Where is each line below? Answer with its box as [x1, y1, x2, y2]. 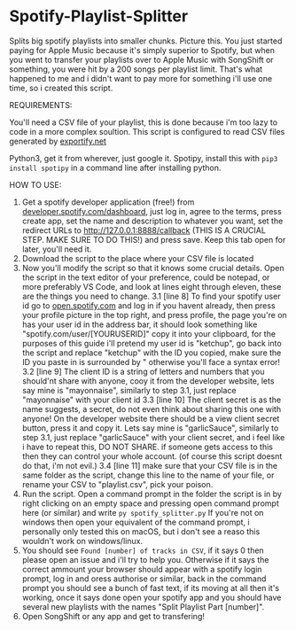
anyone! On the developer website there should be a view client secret [21, 413, 280, 424]
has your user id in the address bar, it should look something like [21, 319, 258, 330]
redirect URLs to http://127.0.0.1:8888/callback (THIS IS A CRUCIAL [21, 224, 266, 236]
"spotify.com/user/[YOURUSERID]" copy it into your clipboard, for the [21, 328, 277, 338]
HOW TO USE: [9, 179, 62, 190]
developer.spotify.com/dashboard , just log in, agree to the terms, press [21, 206, 282, 216]
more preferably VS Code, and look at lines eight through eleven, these [21, 281, 282, 292]
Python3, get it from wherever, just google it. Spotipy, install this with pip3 [9, 152, 278, 163]
